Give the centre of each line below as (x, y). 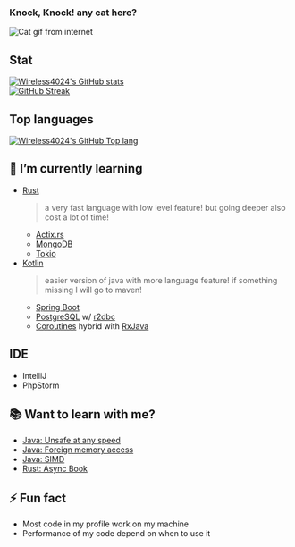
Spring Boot (58, 307)
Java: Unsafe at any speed (71, 441)
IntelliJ (34, 375)
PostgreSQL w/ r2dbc (76, 316)
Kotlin (33, 263)
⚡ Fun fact (38, 498)
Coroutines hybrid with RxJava (92, 326)
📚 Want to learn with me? (82, 414)
